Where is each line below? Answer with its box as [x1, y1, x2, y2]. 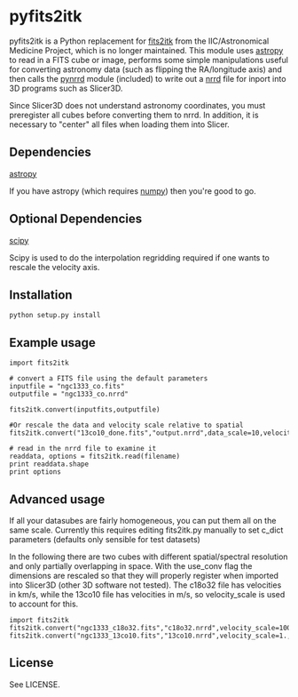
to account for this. [9, 598, 79, 609]
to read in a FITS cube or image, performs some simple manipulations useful [9, 54, 288, 65]
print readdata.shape [9, 460, 90, 469]
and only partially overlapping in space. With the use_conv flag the [9, 561, 253, 571]
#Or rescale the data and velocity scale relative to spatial [9, 421, 244, 430]
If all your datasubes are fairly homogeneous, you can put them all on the [9, 516, 277, 525]
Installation [9, 287, 73, 302]
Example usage [9, 335, 96, 350]
